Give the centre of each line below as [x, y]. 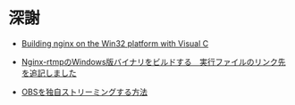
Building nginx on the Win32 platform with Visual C [115, 43]
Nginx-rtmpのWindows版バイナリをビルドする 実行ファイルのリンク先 [154, 61]
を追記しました [49, 73]
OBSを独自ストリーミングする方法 [84, 92]
